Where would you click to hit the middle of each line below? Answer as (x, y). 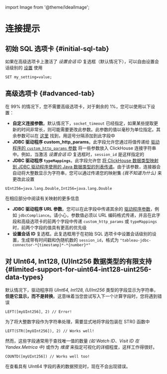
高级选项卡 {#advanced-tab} (50, 94)
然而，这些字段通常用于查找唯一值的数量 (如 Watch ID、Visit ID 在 (72, 341)
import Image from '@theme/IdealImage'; (47, 7)
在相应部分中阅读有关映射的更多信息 (42, 198)
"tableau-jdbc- (136, 240)
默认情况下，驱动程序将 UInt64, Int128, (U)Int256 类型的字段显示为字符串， (82, 290)
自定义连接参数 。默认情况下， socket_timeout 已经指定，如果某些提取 (83, 123)
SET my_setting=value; (29, 77)
